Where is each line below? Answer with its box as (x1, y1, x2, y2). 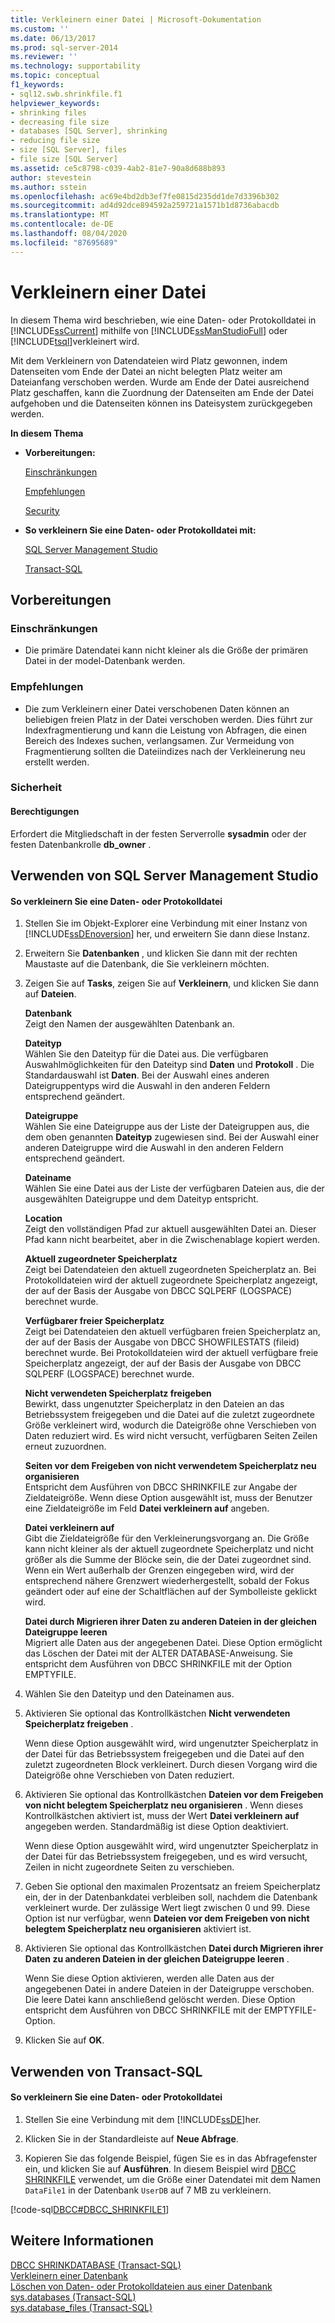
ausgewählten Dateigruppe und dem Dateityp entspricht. (24, 1193, 259, 1205)
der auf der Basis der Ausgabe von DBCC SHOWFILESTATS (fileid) (24, 1336, 300, 1348)
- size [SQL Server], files (10, 145, 128, 155)
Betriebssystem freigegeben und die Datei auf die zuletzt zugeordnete (24, 1409, 315, 1421)
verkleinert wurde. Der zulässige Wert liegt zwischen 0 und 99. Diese (24, 1902, 311, 1914)
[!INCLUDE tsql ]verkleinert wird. (10, 335, 140, 347)
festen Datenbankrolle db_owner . (10, 838, 152, 850)
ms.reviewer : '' (10, 52, 78, 62)
